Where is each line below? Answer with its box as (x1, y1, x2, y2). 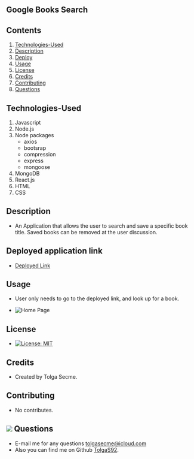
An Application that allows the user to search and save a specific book (14, 222, 188, 230)
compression (23, 151, 56, 158)
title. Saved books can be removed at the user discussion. (14, 228, 158, 235)
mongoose (23, 164, 51, 171)
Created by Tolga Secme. (14, 373, 78, 381)
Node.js (14, 125, 35, 132)
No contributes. (14, 406, 54, 413)
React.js (14, 176, 35, 183)
